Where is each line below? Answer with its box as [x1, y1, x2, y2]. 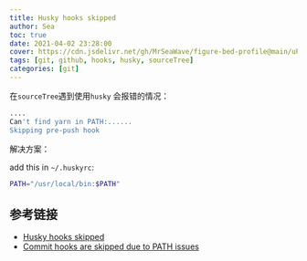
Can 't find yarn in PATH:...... [9, 117, 132, 126]
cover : [9, 47, 35, 57]
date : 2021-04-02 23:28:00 [9, 38, 112, 48]
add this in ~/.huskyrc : [9, 162, 94, 172]
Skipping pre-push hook [9, 125, 101, 135]
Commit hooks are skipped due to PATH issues [22, 241, 199, 252]
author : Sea [9, 22, 55, 31]
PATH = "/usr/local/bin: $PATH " [9, 179, 121, 188]
